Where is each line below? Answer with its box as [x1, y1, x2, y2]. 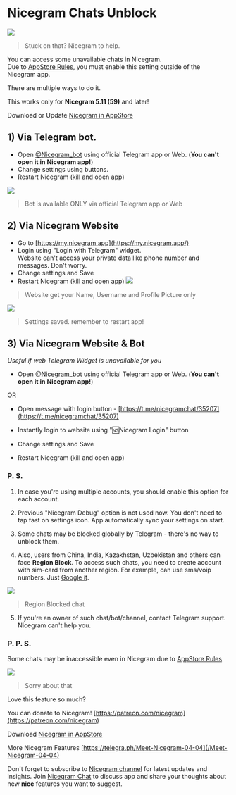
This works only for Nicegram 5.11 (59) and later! [7, 97, 149, 106]
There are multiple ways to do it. [7, 83, 101, 92]
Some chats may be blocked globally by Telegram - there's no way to [17, 530, 219, 538]
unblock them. [17, 537, 60, 545]
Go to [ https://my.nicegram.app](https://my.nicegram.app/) [17, 238, 190, 247]
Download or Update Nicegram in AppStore [7, 111, 134, 119]
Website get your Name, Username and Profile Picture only [24, 290, 196, 299]
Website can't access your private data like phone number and [17, 253, 199, 262]
